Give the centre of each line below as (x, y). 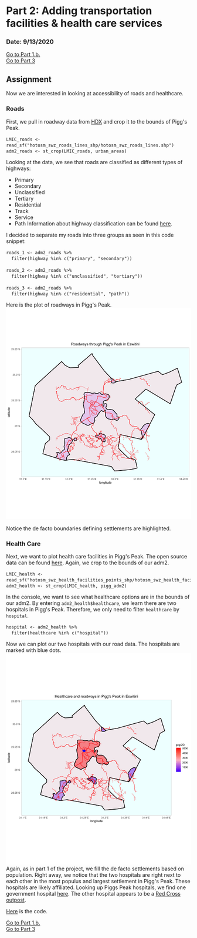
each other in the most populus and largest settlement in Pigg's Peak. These (98, 882)
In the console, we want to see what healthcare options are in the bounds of (98, 597)
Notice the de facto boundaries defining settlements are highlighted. (89, 528)
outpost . (16, 900)
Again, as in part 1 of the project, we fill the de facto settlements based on (95, 869)
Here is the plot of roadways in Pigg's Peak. (59, 305)
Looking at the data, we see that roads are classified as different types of (94, 162)
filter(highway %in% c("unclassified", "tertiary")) (77, 276)
